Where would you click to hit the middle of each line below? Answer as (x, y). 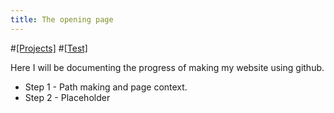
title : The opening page (62, 19)
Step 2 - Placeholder (67, 97)
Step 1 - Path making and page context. (106, 87)
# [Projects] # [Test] (49, 48)
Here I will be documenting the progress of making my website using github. (167, 67)
